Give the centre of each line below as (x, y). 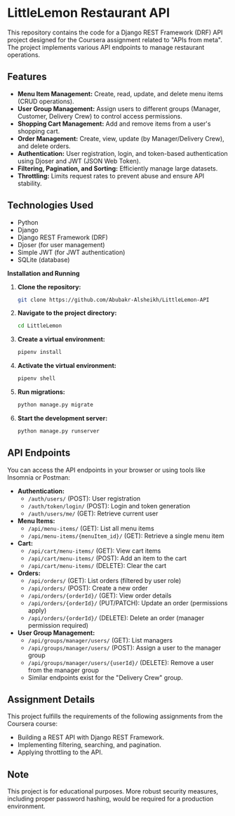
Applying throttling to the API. (60, 752)
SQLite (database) (43, 259)
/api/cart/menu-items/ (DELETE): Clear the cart (97, 565)
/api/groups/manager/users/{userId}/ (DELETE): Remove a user (121, 662)
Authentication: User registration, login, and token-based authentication (122, 153)
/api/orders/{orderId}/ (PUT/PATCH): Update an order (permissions (128, 603)
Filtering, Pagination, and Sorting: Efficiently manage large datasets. (117, 168)
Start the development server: (62, 418)
